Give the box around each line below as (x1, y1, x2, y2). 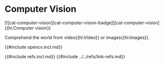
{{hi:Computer (4, 25, 34, 31)
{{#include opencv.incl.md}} (4, 44, 63, 50)
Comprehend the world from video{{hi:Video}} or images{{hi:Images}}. (4, 34, 150, 40)
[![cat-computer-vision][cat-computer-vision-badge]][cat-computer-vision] (4, 20, 160, 26)
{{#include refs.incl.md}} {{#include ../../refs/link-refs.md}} (4, 53, 125, 60)
